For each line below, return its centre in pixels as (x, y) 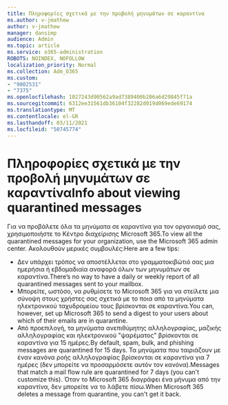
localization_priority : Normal (52, 65)
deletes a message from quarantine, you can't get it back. (99, 394)
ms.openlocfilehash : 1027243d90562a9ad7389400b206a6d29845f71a (100, 97)
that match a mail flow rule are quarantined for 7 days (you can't (108, 372)
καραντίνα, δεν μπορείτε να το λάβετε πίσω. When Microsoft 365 (110, 387)
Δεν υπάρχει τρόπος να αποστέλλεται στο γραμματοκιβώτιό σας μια (116, 262)
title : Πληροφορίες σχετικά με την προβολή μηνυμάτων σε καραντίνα (106, 13)
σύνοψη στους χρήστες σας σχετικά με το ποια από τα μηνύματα (111, 299)
